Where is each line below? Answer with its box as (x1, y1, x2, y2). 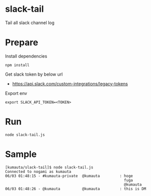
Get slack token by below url (5, 71, 63, 77)
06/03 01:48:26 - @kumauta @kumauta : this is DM (5, 186, 147, 191)
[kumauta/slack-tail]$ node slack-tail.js (5, 165, 93, 170)
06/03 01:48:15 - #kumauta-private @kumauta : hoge (5, 173, 133, 178)
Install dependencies (5, 53, 48, 59)
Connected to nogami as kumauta (5, 169, 71, 174)
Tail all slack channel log (5, 20, 55, 26)
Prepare (5, 37, 38, 48)
